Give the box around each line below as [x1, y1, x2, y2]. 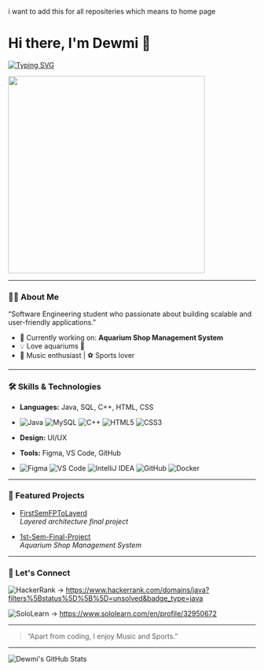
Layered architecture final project [19, 516, 129, 526]
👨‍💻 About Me [8, 291, 59, 302]
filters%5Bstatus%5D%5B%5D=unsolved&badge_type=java [8, 594, 203, 603]
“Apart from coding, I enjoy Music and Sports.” [27, 632, 178, 641]
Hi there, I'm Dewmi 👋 [8, 35, 152, 52]
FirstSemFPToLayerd [19, 508, 88, 517]
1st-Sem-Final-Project [19, 531, 91, 541]
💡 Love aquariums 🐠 [19, 341, 85, 351]
